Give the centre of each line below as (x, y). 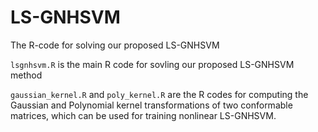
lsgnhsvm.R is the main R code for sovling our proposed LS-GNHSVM (152, 64)
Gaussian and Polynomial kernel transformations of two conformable (151, 105)
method (26, 75)
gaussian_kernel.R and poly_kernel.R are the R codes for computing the (159, 94)
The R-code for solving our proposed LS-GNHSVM (115, 45)
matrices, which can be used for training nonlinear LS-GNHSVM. (143, 115)
